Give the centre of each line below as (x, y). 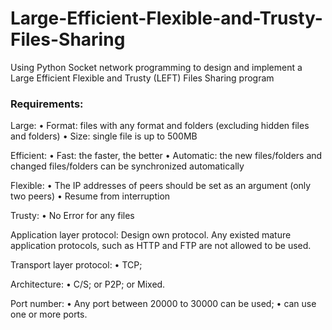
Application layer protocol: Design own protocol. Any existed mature (151, 235)
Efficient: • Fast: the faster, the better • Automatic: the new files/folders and (166, 156)
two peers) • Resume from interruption (90, 196)
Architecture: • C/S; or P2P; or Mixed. (88, 284)
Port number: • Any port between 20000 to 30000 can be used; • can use (163, 304)
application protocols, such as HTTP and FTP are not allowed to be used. (161, 246)
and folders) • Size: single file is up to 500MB (104, 136)
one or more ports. (49, 314)
